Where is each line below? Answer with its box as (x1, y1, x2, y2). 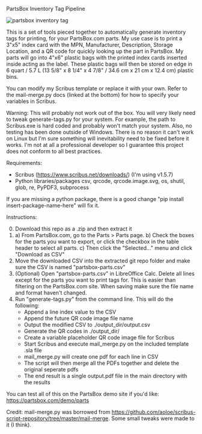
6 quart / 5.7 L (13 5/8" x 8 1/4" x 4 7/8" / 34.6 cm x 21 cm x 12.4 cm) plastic (6, 67, 194, 74)
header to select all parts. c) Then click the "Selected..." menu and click (14, 244, 192, 252)
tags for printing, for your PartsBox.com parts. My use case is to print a (6, 35, 182, 42)
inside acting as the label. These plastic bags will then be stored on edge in (6, 60, 192, 67)
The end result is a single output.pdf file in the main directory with (23, 373, 188, 379)
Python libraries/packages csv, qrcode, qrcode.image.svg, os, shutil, (14, 178, 185, 184)
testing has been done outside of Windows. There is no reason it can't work (6, 129, 194, 135)
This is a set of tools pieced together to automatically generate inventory (6, 28, 186, 36)
